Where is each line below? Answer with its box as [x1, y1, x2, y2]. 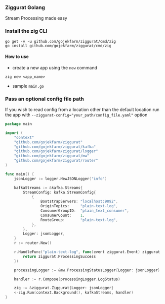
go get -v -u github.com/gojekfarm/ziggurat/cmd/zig [5, 39, 116, 44]
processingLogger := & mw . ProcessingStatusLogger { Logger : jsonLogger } [14, 267, 161, 273]
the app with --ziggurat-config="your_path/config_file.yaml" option [5, 112, 148, 118]
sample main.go [12, 83, 44, 89]
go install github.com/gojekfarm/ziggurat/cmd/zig [5, 43, 112, 48]
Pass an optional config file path [5, 95, 84, 102]
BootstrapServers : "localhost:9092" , [40, 199, 119, 204]
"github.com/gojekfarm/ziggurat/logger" [14, 149, 98, 154]
